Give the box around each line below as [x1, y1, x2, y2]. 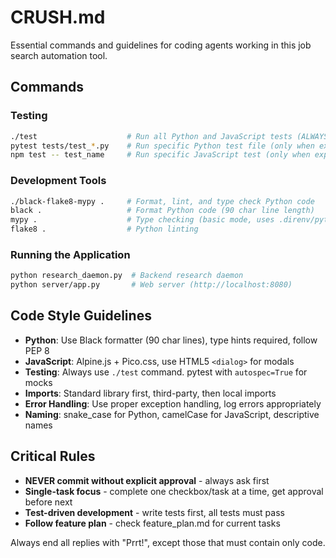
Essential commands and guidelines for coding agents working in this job [10, 39, 312, 51]
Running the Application [10, 247, 131, 261]
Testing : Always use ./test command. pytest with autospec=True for [24, 366, 308, 378]
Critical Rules [10, 448, 96, 465]
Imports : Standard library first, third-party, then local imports [24, 387, 277, 399]
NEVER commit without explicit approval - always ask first [24, 474, 270, 486]
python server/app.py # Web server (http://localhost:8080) [10, 280, 293, 290]
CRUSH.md [10, 6, 106, 29]
